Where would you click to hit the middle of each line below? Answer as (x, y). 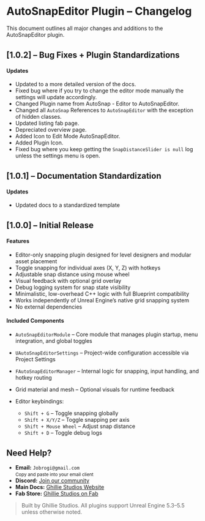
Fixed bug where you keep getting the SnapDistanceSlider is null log (104, 149)
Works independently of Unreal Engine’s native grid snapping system (102, 300)
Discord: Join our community (52, 481)
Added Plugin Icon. (39, 143)
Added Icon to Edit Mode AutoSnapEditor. (68, 137)
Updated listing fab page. (47, 123)
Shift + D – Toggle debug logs (63, 432)
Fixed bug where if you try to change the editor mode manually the (99, 91)
